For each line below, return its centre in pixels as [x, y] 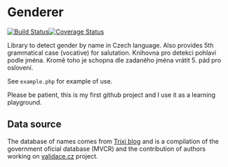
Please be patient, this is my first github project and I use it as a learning [112, 95]
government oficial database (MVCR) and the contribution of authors [106, 149]
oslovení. [20, 67]
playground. [25, 102]
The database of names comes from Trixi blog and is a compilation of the [113, 141]
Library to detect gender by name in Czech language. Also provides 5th [110, 45]
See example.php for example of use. [60, 81]
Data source [34, 125]
